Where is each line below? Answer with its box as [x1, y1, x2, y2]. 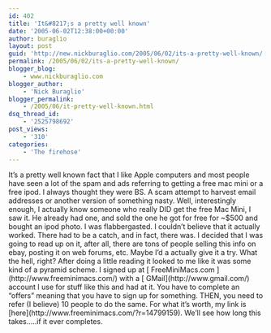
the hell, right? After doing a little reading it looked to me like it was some [8, 257, 252, 266]
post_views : [8, 125, 49, 133]
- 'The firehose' [23, 148, 82, 156]
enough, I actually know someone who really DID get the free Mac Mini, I [8, 205, 252, 214]
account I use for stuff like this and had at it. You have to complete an [8, 282, 240, 292]
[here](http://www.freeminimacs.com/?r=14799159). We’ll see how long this [8, 308, 261, 318]
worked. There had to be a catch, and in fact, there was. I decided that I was [8, 231, 264, 240]
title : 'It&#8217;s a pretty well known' [8, 19, 151, 28]
